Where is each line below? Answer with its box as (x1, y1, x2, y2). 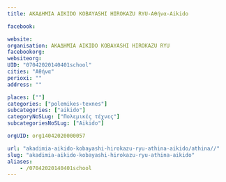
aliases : (7, 158, 33, 165)
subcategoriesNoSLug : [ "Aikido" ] (7, 120, 105, 127)
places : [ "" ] (7, 94, 45, 101)
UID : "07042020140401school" (7, 62, 92, 69)
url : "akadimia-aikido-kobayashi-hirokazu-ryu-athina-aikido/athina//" (7, 145, 220, 152)
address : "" (7, 81, 42, 88)
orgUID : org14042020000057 (7, 132, 86, 139)
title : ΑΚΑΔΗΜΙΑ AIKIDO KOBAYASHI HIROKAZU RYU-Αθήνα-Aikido (7, 10, 189, 17)
